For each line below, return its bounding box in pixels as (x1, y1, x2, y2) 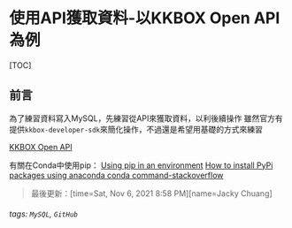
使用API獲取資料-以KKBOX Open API (9, 8, 280, 28)
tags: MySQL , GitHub (9, 209, 78, 219)
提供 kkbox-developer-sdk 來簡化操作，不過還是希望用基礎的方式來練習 (9, 124, 264, 134)
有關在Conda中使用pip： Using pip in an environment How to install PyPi (9, 160, 273, 171)
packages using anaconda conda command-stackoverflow (9, 170, 224, 180)
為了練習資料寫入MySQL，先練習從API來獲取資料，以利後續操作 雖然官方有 (9, 112, 283, 124)
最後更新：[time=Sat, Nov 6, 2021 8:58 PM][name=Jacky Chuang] (30, 187, 273, 199)
